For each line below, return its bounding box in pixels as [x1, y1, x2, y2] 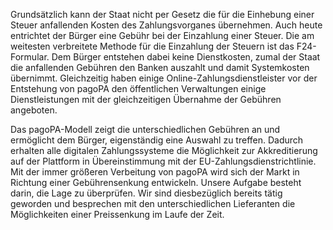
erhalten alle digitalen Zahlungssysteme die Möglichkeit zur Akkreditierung [10, 145, 318, 156]
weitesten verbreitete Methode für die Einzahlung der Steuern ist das [10, 40, 295, 52]
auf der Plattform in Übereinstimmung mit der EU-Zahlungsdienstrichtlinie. [10, 155, 317, 167]
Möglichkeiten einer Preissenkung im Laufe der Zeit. [10, 209, 225, 220]
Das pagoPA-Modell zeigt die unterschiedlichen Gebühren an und [10, 124, 281, 135]
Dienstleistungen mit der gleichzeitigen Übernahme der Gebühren [10, 94, 282, 105]
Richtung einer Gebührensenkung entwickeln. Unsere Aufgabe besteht [10, 177, 302, 188]
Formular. [10, 51, 50, 63]
